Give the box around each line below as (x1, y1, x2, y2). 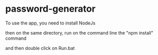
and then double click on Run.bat (5, 45, 75, 51)
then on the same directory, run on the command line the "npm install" (5, 30, 153, 36)
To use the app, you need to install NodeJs (5, 20, 96, 26)
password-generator (5, 3, 96, 15)
